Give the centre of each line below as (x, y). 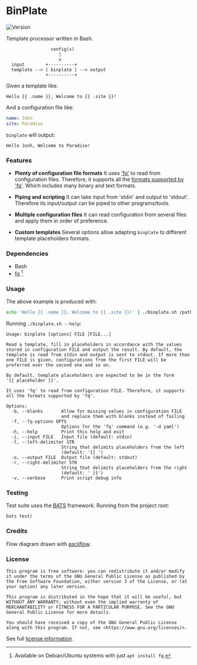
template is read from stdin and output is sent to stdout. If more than (98, 355)
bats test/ (19, 517)
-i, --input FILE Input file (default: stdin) (72, 437)
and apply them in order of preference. (61, 221)
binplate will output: (31, 135)
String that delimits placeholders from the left (123, 447)
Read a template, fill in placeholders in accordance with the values (94, 345)
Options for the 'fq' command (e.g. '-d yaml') (120, 427)
